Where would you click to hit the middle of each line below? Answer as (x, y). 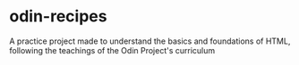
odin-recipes (58, 16)
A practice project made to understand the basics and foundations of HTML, (150, 41)
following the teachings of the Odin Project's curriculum (112, 50)
